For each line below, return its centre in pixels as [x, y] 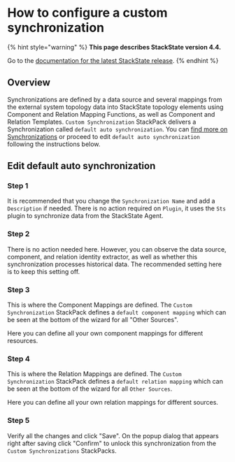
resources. [23, 341]
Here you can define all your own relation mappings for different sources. [113, 403]
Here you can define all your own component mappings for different [105, 333]
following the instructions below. [54, 144]
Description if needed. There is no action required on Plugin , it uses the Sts [116, 208]
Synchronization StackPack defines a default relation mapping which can [115, 382]
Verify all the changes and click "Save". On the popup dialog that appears [113, 435]
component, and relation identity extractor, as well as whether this [102, 257]
